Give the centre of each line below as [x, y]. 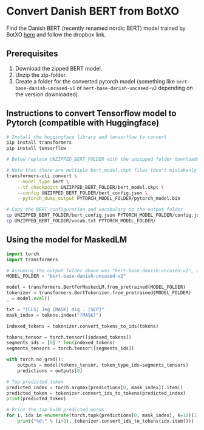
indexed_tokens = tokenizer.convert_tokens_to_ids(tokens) [83, 326]
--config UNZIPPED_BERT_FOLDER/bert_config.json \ [83, 193]
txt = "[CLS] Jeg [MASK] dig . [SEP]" [55, 309]
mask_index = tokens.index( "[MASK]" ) [54, 315]
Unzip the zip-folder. [41, 75]
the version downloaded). [47, 94]
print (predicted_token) [36, 399]
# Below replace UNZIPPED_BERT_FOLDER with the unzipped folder [89, 160]
